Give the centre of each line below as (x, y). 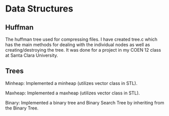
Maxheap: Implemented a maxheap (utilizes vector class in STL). (73, 93)
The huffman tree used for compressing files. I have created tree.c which (81, 39)
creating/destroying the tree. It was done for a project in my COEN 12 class (83, 50)
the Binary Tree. (22, 108)
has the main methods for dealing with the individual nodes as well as (78, 45)
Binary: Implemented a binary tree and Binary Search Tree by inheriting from (85, 102)
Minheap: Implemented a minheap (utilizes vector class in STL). (71, 83)
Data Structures (39, 9)
